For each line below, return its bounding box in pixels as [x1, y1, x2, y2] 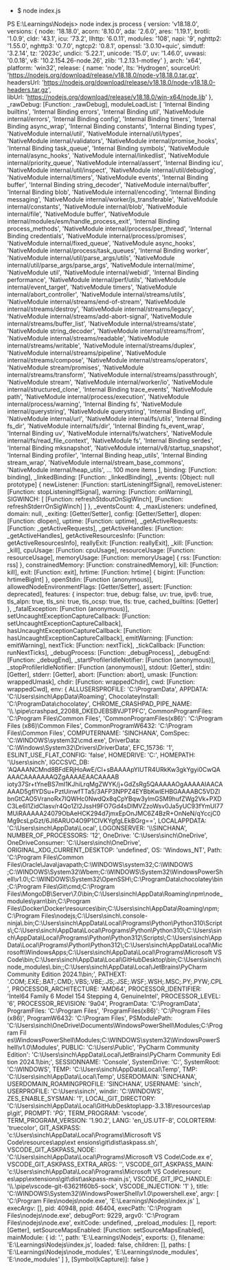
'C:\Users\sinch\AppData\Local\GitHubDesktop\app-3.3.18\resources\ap [7, 1101, 211, 1110]
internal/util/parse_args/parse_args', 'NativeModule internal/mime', [7, 261, 196, 269]
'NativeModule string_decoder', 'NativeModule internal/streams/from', [7, 327, 205, 335]
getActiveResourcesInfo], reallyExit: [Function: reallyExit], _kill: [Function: [7, 539, 214, 547]
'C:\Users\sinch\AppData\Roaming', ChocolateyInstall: [7, 692, 160, 700]
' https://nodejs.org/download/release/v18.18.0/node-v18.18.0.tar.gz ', [7, 71, 199, 79]
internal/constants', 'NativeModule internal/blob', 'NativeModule [7, 203, 187, 211]
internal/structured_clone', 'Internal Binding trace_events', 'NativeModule [7, 385, 213, 394]
